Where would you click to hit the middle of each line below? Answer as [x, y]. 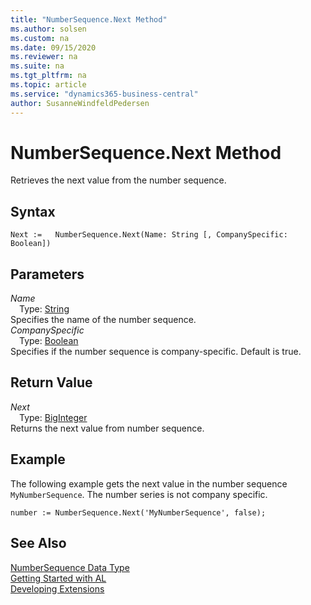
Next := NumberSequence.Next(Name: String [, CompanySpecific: [149, 235]
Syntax [33, 211]
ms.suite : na [37, 66]
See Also [38, 543]
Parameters [47, 274]
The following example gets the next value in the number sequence [149, 483]
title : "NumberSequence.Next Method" [89, 19]
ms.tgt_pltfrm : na [48, 76]
